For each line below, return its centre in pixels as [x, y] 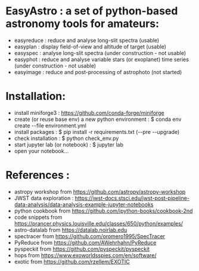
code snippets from [38, 217]
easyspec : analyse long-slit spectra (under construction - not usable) [100, 53]
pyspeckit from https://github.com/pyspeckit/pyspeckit [82, 249]
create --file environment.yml [50, 125]
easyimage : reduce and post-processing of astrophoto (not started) [98, 72]
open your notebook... [41, 151]
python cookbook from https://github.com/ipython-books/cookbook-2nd [103, 211]
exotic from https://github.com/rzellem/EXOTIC [72, 261]
